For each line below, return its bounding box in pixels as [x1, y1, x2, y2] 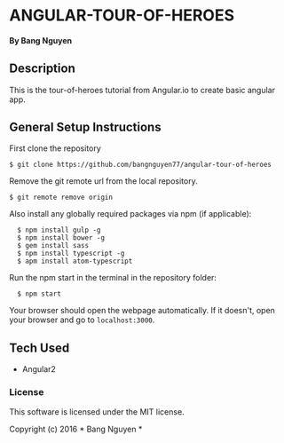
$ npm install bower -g [17, 233, 105, 242]
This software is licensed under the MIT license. [9, 406, 185, 417]
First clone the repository [9, 143, 102, 154]
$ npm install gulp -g [17, 225, 101, 235]
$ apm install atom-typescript [17, 257, 133, 266]
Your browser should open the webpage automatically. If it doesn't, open [9, 305, 275, 316]
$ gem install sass [17, 241, 90, 250]
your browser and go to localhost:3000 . [9, 314, 155, 325]
